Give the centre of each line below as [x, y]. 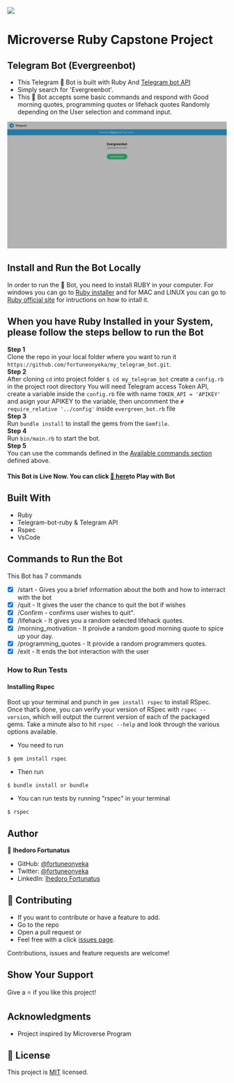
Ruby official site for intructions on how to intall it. [78, 299]
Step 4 [17, 431]
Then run [30, 772]
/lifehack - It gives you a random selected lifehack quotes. [101, 620]
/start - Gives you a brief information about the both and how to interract [121, 589]
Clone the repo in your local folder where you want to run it [92, 356]
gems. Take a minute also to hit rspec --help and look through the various [114, 725]
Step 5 [17, 446]
